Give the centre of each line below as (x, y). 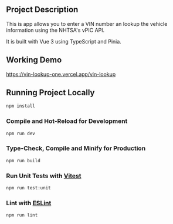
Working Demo (34, 60)
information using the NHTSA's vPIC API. (55, 30)
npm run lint (22, 215)
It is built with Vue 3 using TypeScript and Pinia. (64, 41)
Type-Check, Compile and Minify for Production (76, 148)
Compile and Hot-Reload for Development (67, 121)
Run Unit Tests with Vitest (44, 176)
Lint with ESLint (29, 203)
